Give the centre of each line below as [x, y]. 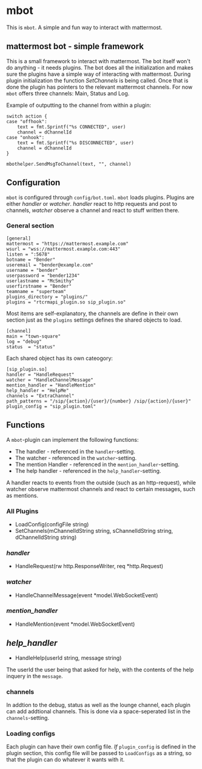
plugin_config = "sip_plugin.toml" [51, 406]
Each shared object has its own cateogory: [60, 358]
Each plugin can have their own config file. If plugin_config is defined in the [101, 747]
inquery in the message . [35, 676]
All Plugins [22, 511]
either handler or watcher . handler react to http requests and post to [92, 203]
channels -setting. [28, 717]
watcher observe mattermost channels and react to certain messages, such [101, 489]
